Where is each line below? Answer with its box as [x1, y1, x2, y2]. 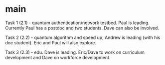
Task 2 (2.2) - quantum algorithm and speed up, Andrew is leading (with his [5, 34, 161, 40]
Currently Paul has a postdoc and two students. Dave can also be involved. [5, 25, 160, 31]
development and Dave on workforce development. [5, 54, 111, 60]
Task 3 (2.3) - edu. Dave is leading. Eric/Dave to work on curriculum [5, 49, 145, 55]
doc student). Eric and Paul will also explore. [5, 39, 96, 45]
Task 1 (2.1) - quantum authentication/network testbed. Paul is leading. [5, 20, 150, 26]
